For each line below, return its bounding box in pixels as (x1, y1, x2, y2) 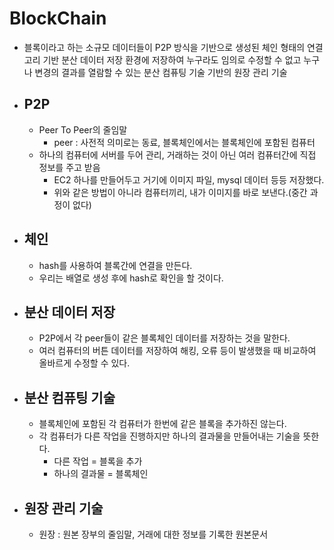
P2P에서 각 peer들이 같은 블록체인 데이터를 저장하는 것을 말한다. (38, 332, 291, 344)
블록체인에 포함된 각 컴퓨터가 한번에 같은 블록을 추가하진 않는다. (38, 418, 287, 430)
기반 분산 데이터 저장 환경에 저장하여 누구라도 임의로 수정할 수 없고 (42, 53, 302, 66)
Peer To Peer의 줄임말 (38, 123, 128, 136)
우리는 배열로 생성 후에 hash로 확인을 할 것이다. (38, 272, 224, 284)
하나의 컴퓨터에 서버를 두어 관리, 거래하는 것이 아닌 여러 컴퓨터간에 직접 (38, 148, 317, 161)
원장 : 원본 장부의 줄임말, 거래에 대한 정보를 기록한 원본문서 (38, 528, 269, 540)
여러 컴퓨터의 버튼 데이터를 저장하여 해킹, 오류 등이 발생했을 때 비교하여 (38, 345, 317, 357)
